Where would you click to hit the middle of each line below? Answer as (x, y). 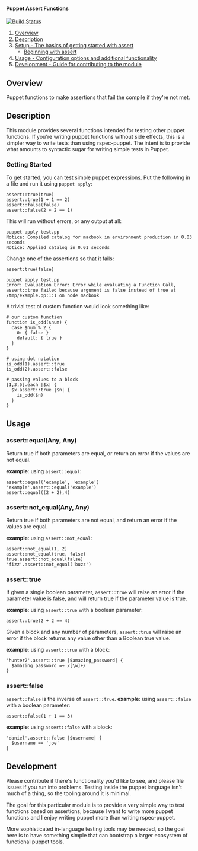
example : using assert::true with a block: (58, 650)
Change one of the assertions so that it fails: (60, 259)
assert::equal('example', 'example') (53, 482)
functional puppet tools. (35, 842)
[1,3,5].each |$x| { (32, 385)
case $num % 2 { (31, 328)
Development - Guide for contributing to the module (78, 65)
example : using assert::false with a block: (59, 727)
